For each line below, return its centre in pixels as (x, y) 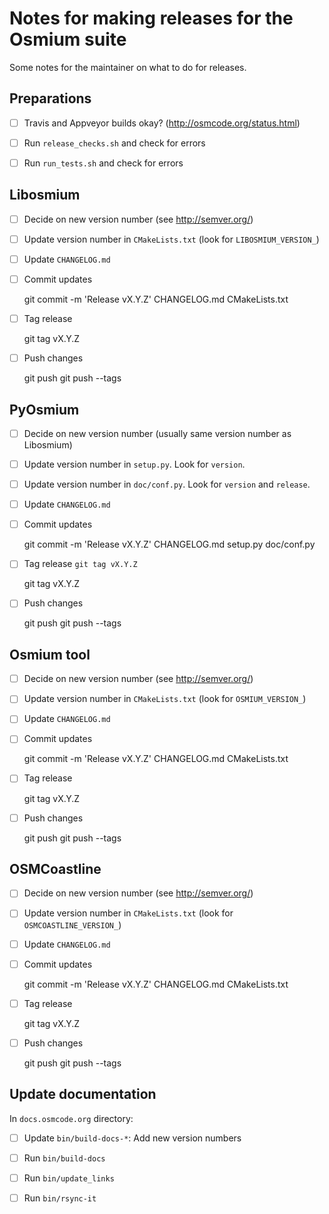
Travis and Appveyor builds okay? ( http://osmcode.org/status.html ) (162, 123)
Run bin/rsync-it (60, 1198)
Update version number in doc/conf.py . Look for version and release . (167, 484)
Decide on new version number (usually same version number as (157, 433)
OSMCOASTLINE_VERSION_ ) (72, 924)
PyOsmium (44, 409)
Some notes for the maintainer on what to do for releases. (128, 67)
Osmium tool (50, 654)
